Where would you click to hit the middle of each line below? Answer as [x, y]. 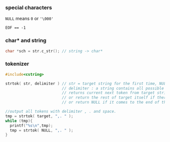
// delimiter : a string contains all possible [113, 88]
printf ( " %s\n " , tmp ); [31, 125]
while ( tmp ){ [19, 121]
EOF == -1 [16, 28]
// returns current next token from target [108, 93]
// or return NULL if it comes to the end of [110, 103]
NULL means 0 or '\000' [30, 19]
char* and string [26, 40]
